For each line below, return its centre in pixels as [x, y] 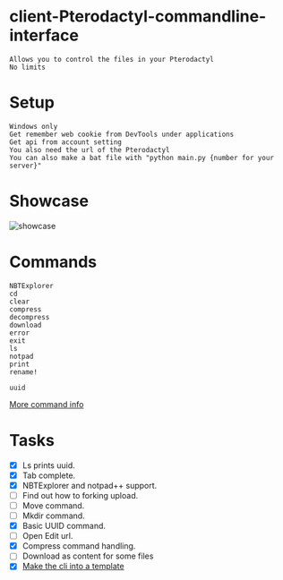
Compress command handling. [79, 546]
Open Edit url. [47, 536]
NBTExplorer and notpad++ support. [90, 485]
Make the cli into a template [73, 567]
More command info [47, 404]
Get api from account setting [66, 142]
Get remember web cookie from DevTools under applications [122, 134]
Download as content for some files [88, 556]
